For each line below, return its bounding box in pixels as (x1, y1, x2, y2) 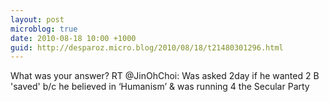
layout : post (10, 14, 65, 25)
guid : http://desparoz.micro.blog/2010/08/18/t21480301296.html (10, 42, 284, 53)
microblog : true (10, 24, 78, 34)
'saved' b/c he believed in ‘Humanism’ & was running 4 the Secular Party (10, 81, 310, 93)
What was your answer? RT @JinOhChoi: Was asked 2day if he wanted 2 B (10, 70, 320, 82)
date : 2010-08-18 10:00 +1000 (10, 33, 137, 43)
